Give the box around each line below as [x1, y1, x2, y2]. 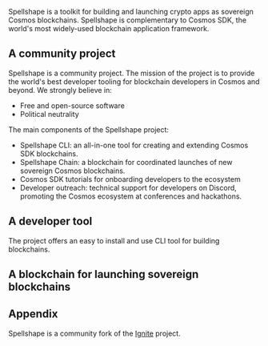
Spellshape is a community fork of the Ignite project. [8, 328, 182, 338]
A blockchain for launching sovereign [8, 268, 199, 281]
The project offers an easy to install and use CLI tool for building [8, 235, 220, 245]
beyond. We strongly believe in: [8, 85, 112, 95]
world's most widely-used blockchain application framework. [8, 24, 210, 33]
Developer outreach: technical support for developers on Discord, [19, 183, 238, 192]
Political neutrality [19, 109, 80, 119]
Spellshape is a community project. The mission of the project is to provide [8, 68, 255, 78]
